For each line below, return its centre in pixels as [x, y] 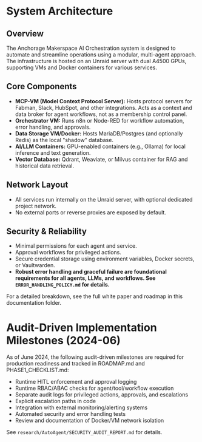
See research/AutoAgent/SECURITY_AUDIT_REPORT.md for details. [84, 432]
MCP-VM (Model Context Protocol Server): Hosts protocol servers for [103, 101]
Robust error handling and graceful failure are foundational [91, 272]
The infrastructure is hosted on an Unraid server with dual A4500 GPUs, [96, 61]
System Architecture [60, 11]
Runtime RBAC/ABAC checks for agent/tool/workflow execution [94, 388]
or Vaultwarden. [35, 265]
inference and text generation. [53, 152]
